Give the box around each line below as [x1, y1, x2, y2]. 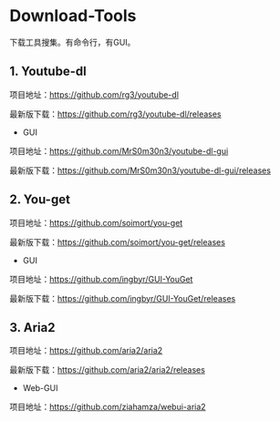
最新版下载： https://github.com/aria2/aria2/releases [9, 365, 205, 375]
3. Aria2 [9, 320, 56, 335]
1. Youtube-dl [9, 64, 87, 79]
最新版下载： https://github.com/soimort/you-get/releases [9, 236, 226, 247]
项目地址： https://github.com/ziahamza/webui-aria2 [9, 402, 207, 413]
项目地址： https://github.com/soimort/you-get [9, 217, 183, 228]
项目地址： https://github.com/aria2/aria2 [9, 345, 163, 356]
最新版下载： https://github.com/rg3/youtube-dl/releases [9, 108, 222, 119]
